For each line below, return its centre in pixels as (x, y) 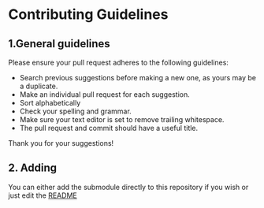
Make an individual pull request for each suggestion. (105, 95)
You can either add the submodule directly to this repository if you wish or (128, 187)
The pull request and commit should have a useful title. (109, 128)
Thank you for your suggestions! (61, 143)
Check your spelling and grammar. (75, 111)
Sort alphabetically (50, 103)
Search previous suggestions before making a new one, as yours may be (138, 78)
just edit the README (43, 195)
